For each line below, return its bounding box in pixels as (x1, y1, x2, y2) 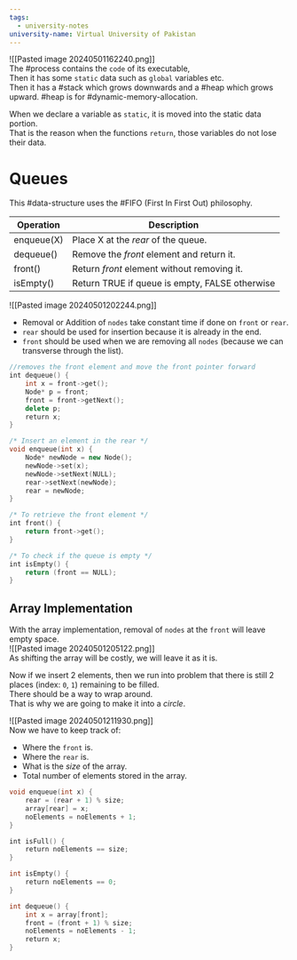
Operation (17, 219, 60, 231)
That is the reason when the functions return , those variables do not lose (9, 128, 277, 139)
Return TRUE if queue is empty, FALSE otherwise (72, 277, 276, 290)
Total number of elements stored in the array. (21, 771, 188, 781)
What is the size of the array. (21, 761, 128, 772)
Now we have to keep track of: (9, 725, 121, 736)
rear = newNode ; (25, 486, 86, 495)
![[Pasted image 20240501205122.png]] (9, 644, 155, 654)
